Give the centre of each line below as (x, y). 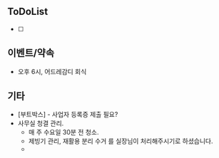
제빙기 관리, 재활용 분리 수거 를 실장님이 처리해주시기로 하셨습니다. (121, 141)
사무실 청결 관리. (41, 123)
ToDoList (28, 12)
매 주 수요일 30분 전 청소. (63, 132)
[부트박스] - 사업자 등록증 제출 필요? (68, 115)
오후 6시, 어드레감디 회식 (52, 71)
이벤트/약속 (31, 53)
